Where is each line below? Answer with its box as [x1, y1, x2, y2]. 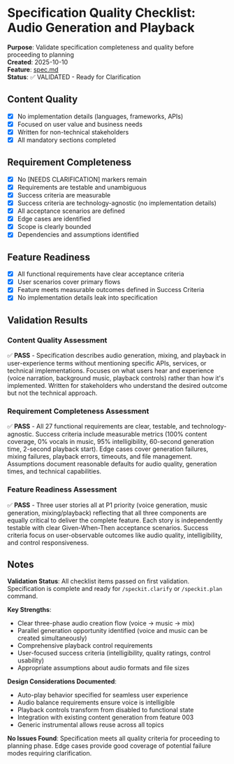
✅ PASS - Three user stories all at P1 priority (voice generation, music [7, 501, 208, 509]
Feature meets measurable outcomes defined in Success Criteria [17, 286, 205, 294]
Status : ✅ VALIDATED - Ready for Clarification [7, 72, 141, 81]
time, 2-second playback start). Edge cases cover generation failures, [7, 445, 208, 453]
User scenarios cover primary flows [17, 278, 121, 286]
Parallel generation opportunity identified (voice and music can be [17, 627, 208, 635]
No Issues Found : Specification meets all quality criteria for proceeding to [7, 734, 220, 743]
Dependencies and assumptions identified [17, 230, 139, 239]
